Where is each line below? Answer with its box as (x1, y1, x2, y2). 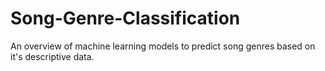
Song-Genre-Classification (10, 7, 241, 30)
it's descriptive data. (10, 50, 95, 62)
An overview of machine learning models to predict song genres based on (10, 40, 316, 52)
